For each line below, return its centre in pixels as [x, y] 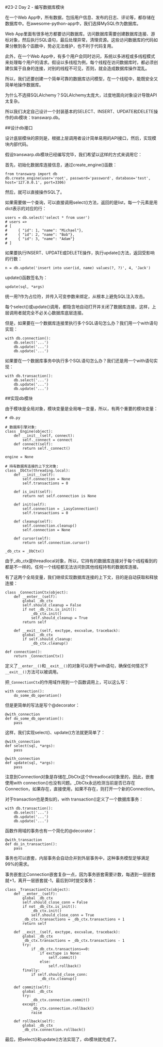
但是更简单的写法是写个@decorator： [42, 705]
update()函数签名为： [26, 278]
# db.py [13, 418]
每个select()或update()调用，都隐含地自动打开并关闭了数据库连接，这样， [78, 307]
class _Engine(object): [29, 431]
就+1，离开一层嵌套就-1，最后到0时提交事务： [51, 880]
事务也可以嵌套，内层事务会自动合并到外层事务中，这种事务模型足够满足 [77, 858]
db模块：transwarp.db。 [38, 117]
